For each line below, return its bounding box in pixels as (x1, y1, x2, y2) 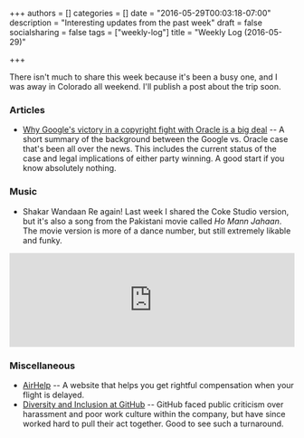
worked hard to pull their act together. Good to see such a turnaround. (22, 418, 284, 429)
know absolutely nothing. (22, 163, 117, 174)
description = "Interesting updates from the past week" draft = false (9, 17, 262, 28)
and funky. (22, 234, 63, 245)
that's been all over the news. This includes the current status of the (22, 144, 278, 155)
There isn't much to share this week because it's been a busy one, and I (9, 71, 278, 82)
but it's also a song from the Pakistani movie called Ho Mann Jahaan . (22, 215, 282, 226)
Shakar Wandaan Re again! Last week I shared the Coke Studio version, (22, 205, 290, 216)
